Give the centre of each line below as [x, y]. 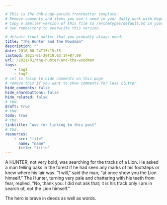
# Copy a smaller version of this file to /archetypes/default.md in [79, 23]
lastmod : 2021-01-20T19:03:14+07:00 [43, 55]
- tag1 [21, 69]
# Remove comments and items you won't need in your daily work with [79, 19]
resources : [16, 134]
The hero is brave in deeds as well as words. [51, 198]
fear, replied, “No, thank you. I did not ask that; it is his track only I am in [79, 183]
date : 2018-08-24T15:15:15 [33, 51]
